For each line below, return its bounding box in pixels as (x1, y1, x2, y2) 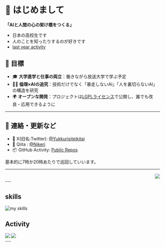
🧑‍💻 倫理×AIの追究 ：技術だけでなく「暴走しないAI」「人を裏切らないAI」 (12, 81, 158, 87)
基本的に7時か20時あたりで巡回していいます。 (5, 159, 99, 165)
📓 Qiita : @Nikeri (12, 141, 46, 147)
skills (5, 192, 22, 201)
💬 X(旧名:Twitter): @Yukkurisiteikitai (12, 136, 85, 141)
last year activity (12, 44, 46, 50)
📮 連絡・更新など (5, 122, 56, 130)
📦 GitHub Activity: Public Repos (12, 146, 78, 153)
